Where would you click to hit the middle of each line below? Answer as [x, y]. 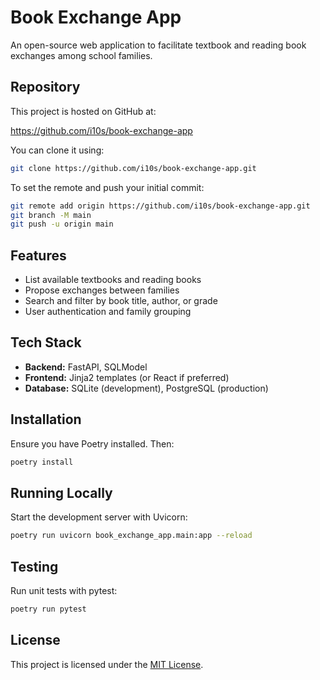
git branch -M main [51, 215]
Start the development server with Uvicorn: [99, 517]
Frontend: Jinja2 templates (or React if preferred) [127, 377]
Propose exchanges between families [102, 290]
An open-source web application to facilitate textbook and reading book [158, 45]
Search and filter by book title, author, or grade [121, 301]
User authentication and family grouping [108, 312]
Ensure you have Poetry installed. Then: [92, 443]
